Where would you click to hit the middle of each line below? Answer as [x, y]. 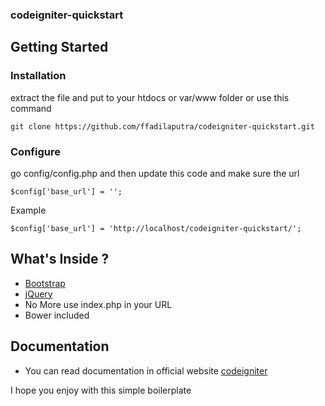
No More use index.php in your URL [98, 304]
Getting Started [59, 47]
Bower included [57, 315]
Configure [35, 151]
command [31, 108]
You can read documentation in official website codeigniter [146, 370]
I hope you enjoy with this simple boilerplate [101, 390]
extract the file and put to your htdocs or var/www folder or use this [150, 97]
